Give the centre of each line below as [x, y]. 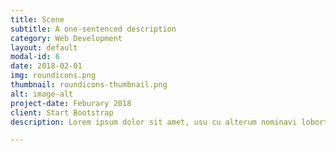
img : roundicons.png [53, 76]
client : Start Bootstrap [62, 112]
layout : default [44, 47]
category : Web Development [66, 38]
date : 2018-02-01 [46, 66]
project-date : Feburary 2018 [71, 103]
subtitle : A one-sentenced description [93, 29]
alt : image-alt [42, 94]
